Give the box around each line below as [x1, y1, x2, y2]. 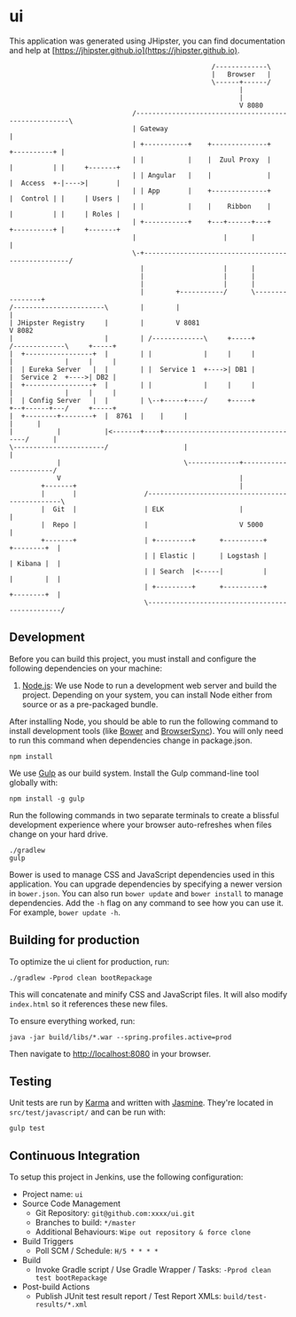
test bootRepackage [35, 1274, 108, 1283]
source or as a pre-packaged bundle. [21, 698, 159, 709]
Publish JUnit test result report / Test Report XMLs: [35, 1291, 222, 1302]
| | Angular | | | [131, 170, 272, 179]
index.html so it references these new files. [9, 998, 168, 1009]
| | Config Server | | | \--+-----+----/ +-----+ [9, 396, 255, 405]
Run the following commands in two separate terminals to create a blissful [9, 809, 279, 820]
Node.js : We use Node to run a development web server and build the [21, 680, 277, 690]
